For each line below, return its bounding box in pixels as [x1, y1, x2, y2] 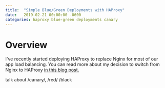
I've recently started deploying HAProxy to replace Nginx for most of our [5, 56, 158, 62]
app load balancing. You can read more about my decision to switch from [5, 61, 160, 68]
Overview [5, 39, 48, 51]
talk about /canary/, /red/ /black [5, 77, 72, 83]
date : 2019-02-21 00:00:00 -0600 [5, 12, 81, 17]
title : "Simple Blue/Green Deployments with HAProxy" [5, 7, 125, 13]
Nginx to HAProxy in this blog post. [5, 67, 79, 73]
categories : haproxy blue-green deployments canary [5, 17, 118, 22]
